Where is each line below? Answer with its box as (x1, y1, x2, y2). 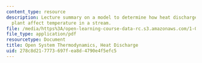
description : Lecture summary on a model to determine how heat (6, 14, 171, 20)
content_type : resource (6, 8, 66, 15)
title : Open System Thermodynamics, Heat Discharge (6, 43, 138, 49)
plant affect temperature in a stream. (11, 20, 112, 26)
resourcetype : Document (6, 37, 66, 43)
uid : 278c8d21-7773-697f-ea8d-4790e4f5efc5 (6, 48, 117, 54)
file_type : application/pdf (6, 31, 77, 37)
